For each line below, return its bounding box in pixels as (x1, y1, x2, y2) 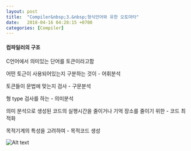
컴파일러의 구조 (6, 43, 41, 50)
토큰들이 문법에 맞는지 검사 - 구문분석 (6, 83, 92, 90)
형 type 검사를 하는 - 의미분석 (6, 95, 74, 102)
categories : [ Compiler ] (6, 25, 64, 31)
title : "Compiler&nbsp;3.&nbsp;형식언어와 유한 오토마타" (6, 14, 139, 20)
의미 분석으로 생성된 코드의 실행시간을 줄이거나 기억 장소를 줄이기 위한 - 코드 (6, 108, 180, 115)
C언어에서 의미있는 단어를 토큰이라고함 (6, 58, 95, 65)
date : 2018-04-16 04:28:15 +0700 (6, 19, 93, 25)
